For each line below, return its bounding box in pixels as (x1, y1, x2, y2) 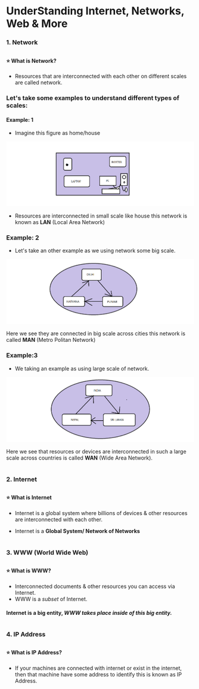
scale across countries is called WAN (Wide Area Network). (6, 454, 153, 461)
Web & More (6, 17, 68, 30)
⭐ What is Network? (6, 57, 57, 64)
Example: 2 (6, 234, 39, 242)
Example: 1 (6, 116, 34, 123)
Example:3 (6, 351, 38, 360)
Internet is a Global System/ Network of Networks (14, 527, 140, 534)
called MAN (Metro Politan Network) (6, 336, 96, 344)
